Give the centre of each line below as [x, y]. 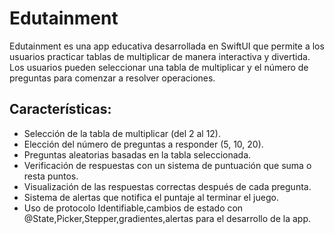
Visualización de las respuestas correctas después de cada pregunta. [167, 186]
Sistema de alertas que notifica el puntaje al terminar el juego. [151, 197]
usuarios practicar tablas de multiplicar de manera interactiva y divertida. [160, 56]
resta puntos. [51, 176]
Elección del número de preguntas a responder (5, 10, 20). [143, 144]
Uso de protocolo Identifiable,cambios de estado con [133, 208]
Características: [60, 109]
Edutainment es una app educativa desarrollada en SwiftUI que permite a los [167, 46]
